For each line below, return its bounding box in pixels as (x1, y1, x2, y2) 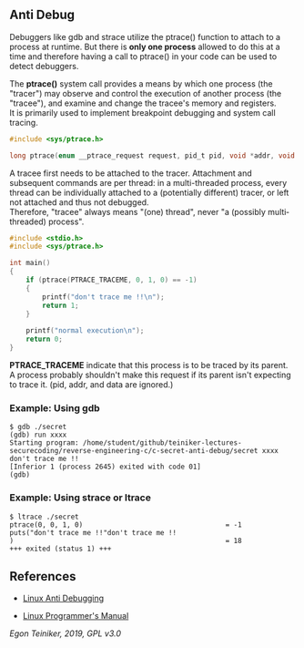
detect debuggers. (9, 60, 79, 71)
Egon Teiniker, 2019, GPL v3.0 (9, 628, 121, 639)
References (9, 569, 76, 584)
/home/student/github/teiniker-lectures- (82, 438, 243, 447)
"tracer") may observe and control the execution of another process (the (9, 87, 282, 98)
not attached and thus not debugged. (9, 196, 149, 208)
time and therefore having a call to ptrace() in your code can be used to (9, 50, 278, 62)
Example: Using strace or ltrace (9, 491, 152, 504)
